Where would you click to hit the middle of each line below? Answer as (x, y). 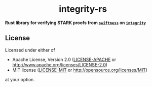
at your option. (20, 79)
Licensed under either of (30, 50)
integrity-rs (83, 9)
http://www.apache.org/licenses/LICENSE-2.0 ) (60, 64)
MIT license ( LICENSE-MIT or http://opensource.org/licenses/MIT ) (80, 70)
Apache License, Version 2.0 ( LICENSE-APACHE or (64, 59)
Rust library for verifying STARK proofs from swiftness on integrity (76, 23)
